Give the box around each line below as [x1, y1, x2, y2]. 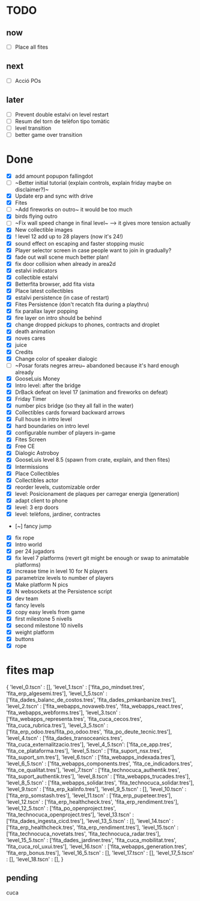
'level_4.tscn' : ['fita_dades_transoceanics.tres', [6, 734, 123, 741]
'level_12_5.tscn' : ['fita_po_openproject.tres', [6, 804, 117, 812]
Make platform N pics [14, 581, 68, 588]
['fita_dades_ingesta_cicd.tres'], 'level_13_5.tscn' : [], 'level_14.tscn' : [6, 817, 174, 824]
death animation [14, 328, 55, 335]
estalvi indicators [14, 267, 58, 274]
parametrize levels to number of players [14, 574, 114, 582]
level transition [14, 124, 52, 131]
